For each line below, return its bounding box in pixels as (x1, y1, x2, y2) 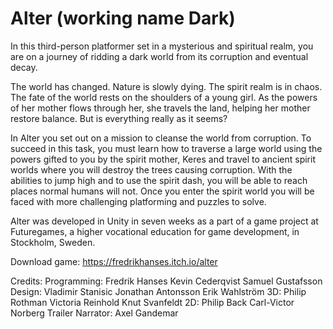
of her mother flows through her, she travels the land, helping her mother (10, 102, 311, 114)
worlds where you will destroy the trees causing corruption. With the (10, 163, 293, 176)
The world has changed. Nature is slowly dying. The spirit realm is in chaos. (10, 80, 323, 92)
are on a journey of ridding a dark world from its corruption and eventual (10, 50, 309, 62)
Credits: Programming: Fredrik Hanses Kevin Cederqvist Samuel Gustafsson (10, 275, 323, 287)
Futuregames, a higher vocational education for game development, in (10, 225, 300, 237)
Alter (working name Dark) (10, 7, 236, 30)
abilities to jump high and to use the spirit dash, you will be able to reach (10, 174, 308, 186)
